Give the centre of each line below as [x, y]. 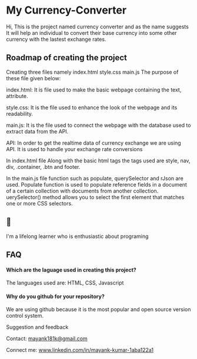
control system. [25, 316]
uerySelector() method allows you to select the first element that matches [95, 197]
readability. [20, 113]
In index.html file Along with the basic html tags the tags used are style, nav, [98, 161]
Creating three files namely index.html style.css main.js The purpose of [92, 72]
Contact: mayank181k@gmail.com [47, 339]
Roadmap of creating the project [67, 58]
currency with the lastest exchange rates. [56, 39]
